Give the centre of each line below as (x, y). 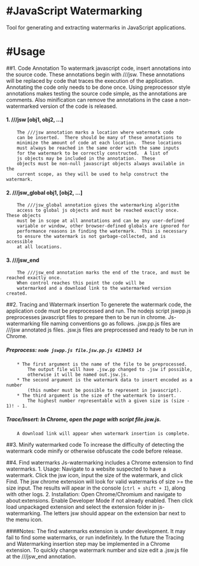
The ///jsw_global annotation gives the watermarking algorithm (98, 205)
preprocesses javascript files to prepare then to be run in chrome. (87, 317)
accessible (20, 242)
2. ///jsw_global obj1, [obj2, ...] (45, 193)
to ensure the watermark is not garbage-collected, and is (91, 237)
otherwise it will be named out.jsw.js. (78, 375)
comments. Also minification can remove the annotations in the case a (92, 100)
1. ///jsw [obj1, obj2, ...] (35, 120)
